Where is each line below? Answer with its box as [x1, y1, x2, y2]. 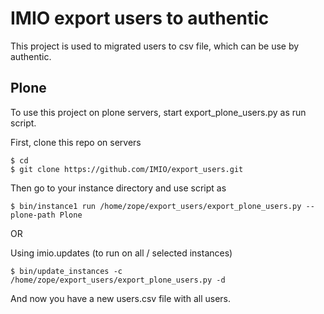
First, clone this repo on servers [10, 136, 142, 148]
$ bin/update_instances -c [10, 266, 123, 276]
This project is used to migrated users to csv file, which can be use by [10, 40, 300, 52]
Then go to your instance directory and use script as [10, 182, 227, 194]
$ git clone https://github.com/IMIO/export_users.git [10, 164, 244, 174]
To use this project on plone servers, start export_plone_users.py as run [10, 106, 307, 118]
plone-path [10, 210, 56, 220]
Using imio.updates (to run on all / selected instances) [10, 247, 233, 259]
